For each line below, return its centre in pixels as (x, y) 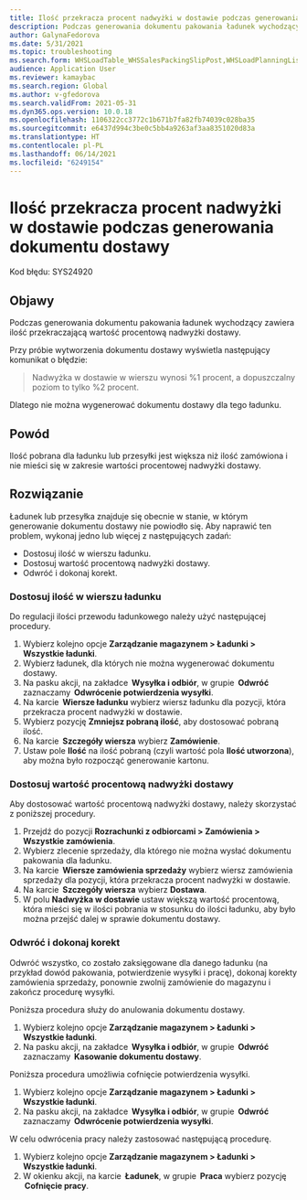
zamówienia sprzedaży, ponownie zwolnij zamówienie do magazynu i (140, 982)
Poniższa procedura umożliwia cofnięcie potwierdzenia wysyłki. (130, 1074)
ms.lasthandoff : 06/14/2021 (63, 154)
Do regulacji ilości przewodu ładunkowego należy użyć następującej (138, 616)
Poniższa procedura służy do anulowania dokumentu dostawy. (127, 1009)
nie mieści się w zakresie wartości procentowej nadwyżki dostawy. (136, 466)
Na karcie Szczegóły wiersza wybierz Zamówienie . (122, 741)
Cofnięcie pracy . (57, 1185)
